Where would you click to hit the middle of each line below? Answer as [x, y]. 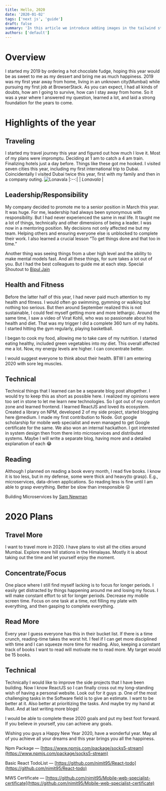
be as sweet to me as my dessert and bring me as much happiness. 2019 [79, 76]
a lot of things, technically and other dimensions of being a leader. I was [78, 223]
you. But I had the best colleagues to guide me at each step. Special [74, 264]
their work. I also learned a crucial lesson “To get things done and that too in [83, 238]
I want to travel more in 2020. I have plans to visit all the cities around [76, 547]
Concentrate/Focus [36, 573]
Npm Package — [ [24, 748]
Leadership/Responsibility [47, 195]
